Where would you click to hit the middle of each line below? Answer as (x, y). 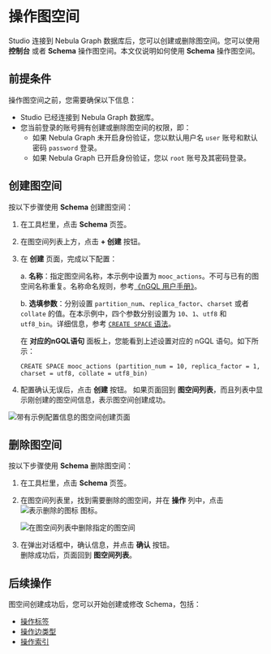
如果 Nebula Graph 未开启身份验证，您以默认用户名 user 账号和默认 (145, 137)
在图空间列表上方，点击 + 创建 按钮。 (82, 241)
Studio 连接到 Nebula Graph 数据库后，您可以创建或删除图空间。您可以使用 (134, 41)
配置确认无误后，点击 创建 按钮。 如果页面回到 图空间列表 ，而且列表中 (138, 389)
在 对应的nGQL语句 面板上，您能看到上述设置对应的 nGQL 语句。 (129, 341)
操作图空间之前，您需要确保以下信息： (72, 100)
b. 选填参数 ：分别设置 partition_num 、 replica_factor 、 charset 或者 (134, 303)
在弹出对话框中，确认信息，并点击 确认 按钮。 (97, 545)
